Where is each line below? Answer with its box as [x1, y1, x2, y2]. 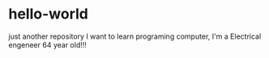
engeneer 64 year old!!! [8, 39, 88, 49]
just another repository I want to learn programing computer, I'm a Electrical [8, 31, 262, 41]
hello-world [8, 5, 89, 23]
